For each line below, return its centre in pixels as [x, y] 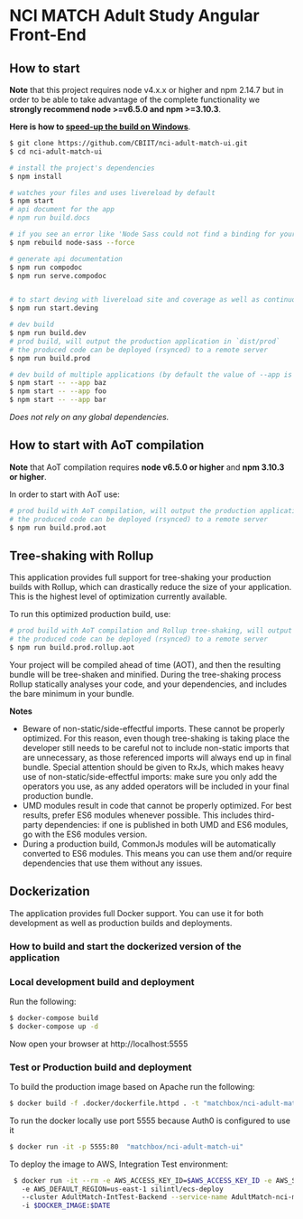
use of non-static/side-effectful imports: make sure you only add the [150, 776]
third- [264, 815]
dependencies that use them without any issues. [112, 863]
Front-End [48, 35]
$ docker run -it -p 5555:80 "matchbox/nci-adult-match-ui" [127, 1147]
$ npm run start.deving [54, 308]
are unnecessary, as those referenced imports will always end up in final [156, 757]
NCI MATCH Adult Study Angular [134, 16]
